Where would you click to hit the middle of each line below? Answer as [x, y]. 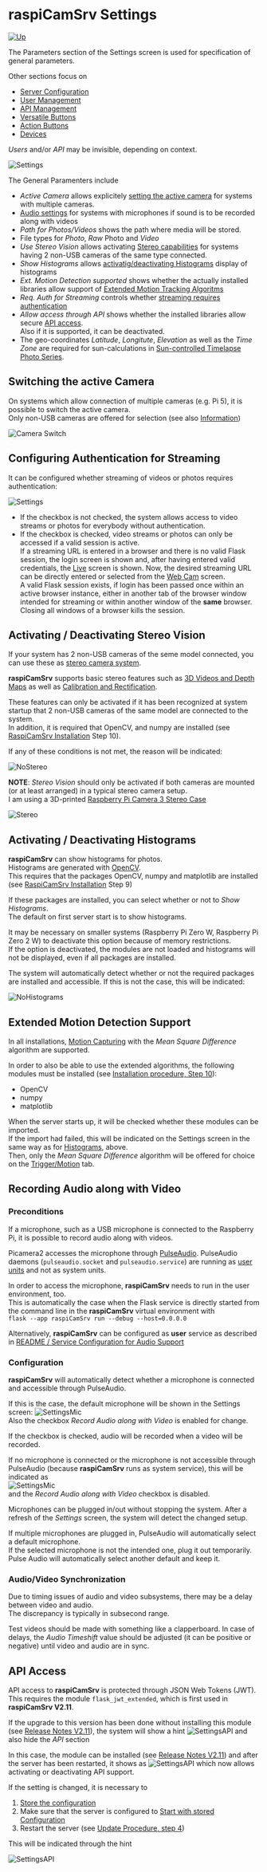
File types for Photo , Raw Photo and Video [89, 238]
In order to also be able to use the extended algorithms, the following [122, 1065]
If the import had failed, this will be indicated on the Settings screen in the [129, 1139]
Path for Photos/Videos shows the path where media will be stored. [130, 230]
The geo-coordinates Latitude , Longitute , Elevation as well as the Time [136, 340]
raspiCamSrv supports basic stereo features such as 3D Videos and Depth [132, 678]
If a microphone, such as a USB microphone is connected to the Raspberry [131, 1229]
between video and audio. [51, 1605]
